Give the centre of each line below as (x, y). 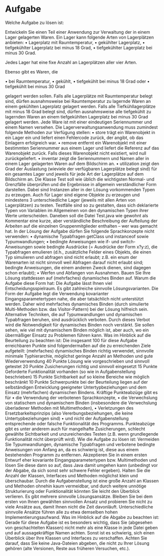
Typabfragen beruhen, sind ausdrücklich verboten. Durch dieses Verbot (78, 320)
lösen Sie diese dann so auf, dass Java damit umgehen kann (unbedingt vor (82, 465)
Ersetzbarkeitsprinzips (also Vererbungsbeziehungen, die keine (69, 413)
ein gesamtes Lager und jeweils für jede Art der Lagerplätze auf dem (74, 174)
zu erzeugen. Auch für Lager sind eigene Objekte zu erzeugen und (72, 195)
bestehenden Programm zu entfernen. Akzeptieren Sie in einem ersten (76, 455)
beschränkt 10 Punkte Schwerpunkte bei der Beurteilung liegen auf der (77, 382)
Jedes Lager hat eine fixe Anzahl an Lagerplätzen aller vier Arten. (71, 62)
